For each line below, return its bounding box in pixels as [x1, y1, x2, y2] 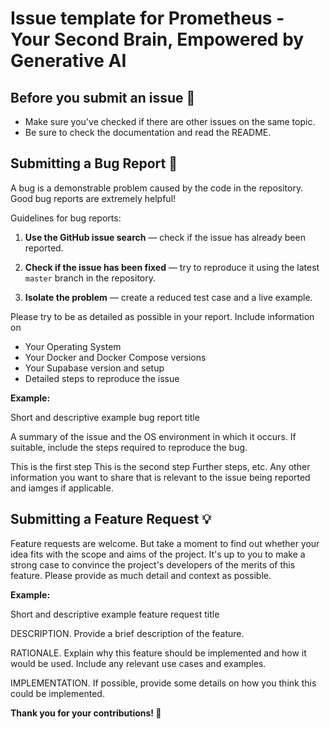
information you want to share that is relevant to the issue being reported [10, 471, 311, 483]
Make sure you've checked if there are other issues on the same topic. [24, 116, 316, 127]
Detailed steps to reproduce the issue [24, 372, 180, 384]
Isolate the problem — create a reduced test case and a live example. [24, 291, 313, 303]
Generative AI [10, 50, 127, 72]
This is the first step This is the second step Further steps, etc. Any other [10, 460, 311, 472]
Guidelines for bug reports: [10, 212, 122, 224]
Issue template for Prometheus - [10, 7, 285, 30]
